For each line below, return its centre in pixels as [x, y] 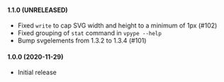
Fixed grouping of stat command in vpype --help [89, 33]
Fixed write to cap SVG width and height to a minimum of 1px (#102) [117, 25]
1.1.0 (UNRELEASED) [38, 10]
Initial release [37, 72]
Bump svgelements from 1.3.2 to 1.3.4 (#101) [82, 41]
